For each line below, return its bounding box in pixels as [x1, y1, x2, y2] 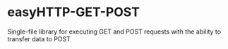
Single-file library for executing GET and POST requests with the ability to [7, 27, 221, 36]
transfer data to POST [7, 34, 71, 43]
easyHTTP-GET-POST [7, 4, 140, 20]
